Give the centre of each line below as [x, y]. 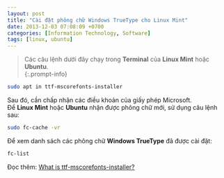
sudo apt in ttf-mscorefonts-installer [65, 87]
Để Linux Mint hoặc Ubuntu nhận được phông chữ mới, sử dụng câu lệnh [112, 107]
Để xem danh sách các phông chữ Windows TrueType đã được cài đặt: [110, 140]
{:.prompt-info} [46, 74]
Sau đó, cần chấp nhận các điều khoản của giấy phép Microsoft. [100, 100]
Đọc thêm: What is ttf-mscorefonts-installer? [71, 167]
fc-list [18, 154]
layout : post [26, 14]
